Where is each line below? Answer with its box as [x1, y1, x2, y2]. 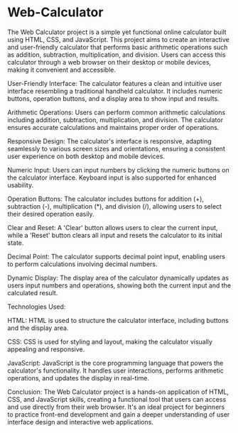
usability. [7, 180, 34, 189]
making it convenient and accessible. [7, 65, 116, 74]
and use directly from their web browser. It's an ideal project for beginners [7, 402, 225, 411]
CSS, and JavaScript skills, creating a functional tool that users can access [7, 395, 227, 403]
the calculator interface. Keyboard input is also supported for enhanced [7, 173, 217, 182]
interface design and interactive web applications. [7, 417, 154, 426]
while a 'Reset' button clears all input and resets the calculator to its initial [7, 231, 222, 239]
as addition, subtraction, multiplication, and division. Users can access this [7, 50, 226, 59]
